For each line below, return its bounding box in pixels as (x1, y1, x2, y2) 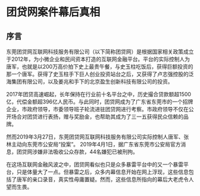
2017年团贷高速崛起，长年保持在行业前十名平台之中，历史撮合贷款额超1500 (6, 91, 192, 97)
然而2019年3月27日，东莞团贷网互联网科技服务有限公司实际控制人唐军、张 (6, 133, 189, 140)
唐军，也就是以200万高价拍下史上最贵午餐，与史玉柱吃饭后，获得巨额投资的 (6, 63, 193, 70)
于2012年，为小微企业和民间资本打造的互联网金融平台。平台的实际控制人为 (6, 56, 190, 63)
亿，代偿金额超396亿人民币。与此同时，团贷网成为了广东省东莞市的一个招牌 (6, 98, 193, 105)
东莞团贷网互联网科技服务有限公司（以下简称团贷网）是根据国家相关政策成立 (6, 48, 194, 55)
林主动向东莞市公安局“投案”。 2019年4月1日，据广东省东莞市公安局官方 (6, 141, 181, 148)
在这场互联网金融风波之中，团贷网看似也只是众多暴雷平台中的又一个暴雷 (6, 161, 183, 168)
